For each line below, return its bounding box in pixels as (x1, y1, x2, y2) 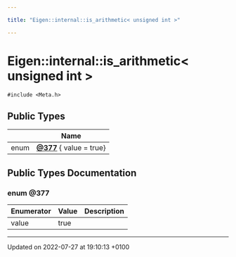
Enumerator (11, 206, 51, 216)
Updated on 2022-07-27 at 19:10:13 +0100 (7, 243, 130, 251)
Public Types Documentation (7, 167, 137, 179)
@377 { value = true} (36, 143, 107, 153)
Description (84, 206, 124, 216)
